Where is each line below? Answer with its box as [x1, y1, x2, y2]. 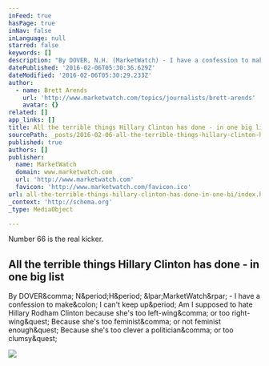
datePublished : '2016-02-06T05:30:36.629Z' [8, 64, 156, 72]
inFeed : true [8, 11, 52, 20]
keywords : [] [8, 49, 52, 57]
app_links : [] [8, 116, 56, 124]
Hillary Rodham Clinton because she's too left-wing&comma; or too [8, 308, 231, 318]
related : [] [8, 109, 48, 117]
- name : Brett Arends [15, 86, 88, 95]
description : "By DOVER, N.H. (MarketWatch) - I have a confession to [8, 57, 249, 65]
